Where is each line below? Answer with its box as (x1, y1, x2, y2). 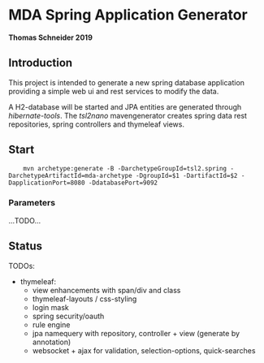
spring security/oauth (32, 311, 105, 321)
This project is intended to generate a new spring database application (8, 77, 245, 87)
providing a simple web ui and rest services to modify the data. (8, 86, 219, 96)
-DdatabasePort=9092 (88, 179, 158, 187)
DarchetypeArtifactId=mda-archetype (8, 171, 132, 179)
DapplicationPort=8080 (8, 179, 85, 187)
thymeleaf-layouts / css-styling (32, 294, 137, 304)
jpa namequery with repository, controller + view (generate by (32, 328, 240, 338)
